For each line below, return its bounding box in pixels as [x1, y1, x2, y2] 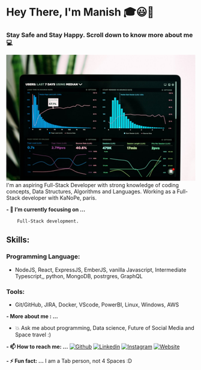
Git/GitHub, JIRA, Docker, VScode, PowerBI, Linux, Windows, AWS [14, 301, 179, 308]
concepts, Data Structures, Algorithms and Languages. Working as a [6, 188, 176, 195]
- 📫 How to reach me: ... [6, 343, 68, 350]
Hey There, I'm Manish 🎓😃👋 [6, 5, 154, 19]
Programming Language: [6, 252, 80, 261]
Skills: [6, 234, 30, 245]
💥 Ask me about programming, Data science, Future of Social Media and [14, 324, 195, 332]
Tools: [6, 287, 25, 296]
